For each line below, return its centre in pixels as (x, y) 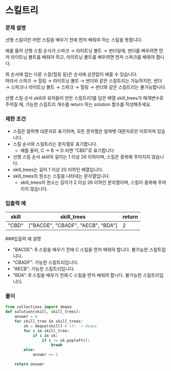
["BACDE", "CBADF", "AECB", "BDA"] (73, 226)
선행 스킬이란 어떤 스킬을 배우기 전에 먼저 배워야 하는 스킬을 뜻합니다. (74, 40)
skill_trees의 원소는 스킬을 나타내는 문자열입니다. (61, 176)
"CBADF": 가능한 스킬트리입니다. (45, 263)
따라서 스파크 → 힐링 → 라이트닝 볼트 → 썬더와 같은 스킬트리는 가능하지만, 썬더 (84, 81)
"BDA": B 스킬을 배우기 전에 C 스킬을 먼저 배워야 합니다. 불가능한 (77, 275)
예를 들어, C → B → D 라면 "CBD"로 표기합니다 (67, 150)
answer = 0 (26, 317)
